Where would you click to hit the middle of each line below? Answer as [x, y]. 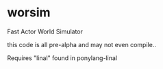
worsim [29, 13]
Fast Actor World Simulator [45, 31]
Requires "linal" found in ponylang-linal [62, 58]
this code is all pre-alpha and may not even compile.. [81, 44]
